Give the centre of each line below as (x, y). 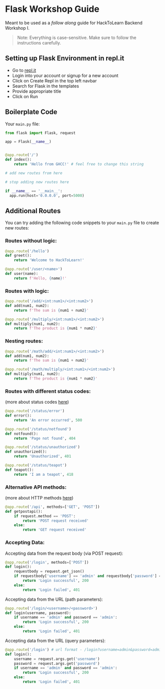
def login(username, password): (38, 613)
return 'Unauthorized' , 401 (42, 457)
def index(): (18, 160)
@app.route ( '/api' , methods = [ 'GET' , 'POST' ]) (52, 507)
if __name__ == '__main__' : (34, 191)
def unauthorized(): (26, 452)
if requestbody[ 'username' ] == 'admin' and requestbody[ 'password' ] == (89, 576)
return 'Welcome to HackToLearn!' (49, 260)
